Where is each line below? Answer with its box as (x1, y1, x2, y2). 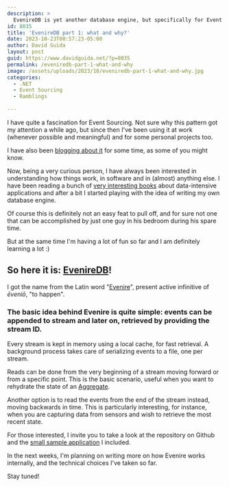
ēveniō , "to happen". (7, 290, 65, 298)
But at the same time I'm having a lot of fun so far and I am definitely (7, 237, 200, 245)
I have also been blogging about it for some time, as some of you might (7, 146, 208, 155)
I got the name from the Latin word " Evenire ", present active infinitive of (7, 282, 210, 291)
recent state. (7, 417, 43, 426)
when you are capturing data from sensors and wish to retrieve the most (7, 410, 211, 418)
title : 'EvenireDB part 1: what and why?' (7, 29, 130, 36)
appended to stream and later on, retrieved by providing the (7, 315, 210, 325)
